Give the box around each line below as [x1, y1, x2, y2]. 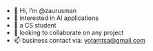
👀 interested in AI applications [13, 14, 99, 22]
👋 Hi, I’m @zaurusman [13, 7, 77, 14]
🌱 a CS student [13, 21, 57, 29]
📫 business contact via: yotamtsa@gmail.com [13, 37, 146, 44]
